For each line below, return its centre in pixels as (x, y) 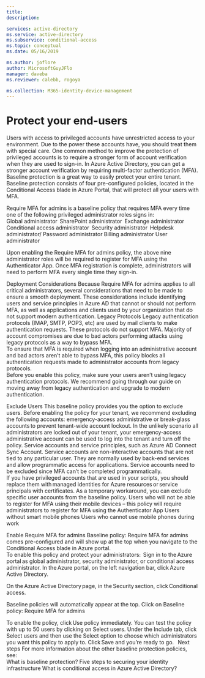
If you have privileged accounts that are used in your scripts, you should (97, 478)
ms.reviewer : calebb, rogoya (43, 80)
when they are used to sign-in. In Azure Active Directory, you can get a (96, 164)
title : (15, 12)
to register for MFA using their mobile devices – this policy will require (94, 504)
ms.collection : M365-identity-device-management (69, 91)
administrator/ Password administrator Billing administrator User (87, 234)
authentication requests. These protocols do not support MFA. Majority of (99, 330)
